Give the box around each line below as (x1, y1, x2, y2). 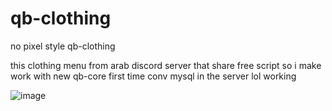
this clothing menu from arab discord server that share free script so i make (10, 59, 322, 71)
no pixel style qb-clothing (10, 40, 116, 52)
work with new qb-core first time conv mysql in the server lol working (10, 70, 297, 82)
